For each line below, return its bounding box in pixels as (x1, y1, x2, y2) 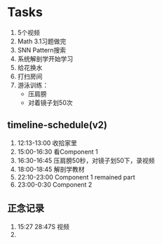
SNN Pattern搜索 (17, 46, 67, 54)
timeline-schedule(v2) (7, 119, 107, 131)
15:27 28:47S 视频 (17, 222, 70, 231)
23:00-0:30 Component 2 (17, 180, 93, 189)
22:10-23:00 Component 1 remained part (17, 172, 135, 181)
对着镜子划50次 (27, 98, 73, 107)
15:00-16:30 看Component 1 (17, 147, 98, 156)
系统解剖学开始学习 (17, 54, 74, 63)
